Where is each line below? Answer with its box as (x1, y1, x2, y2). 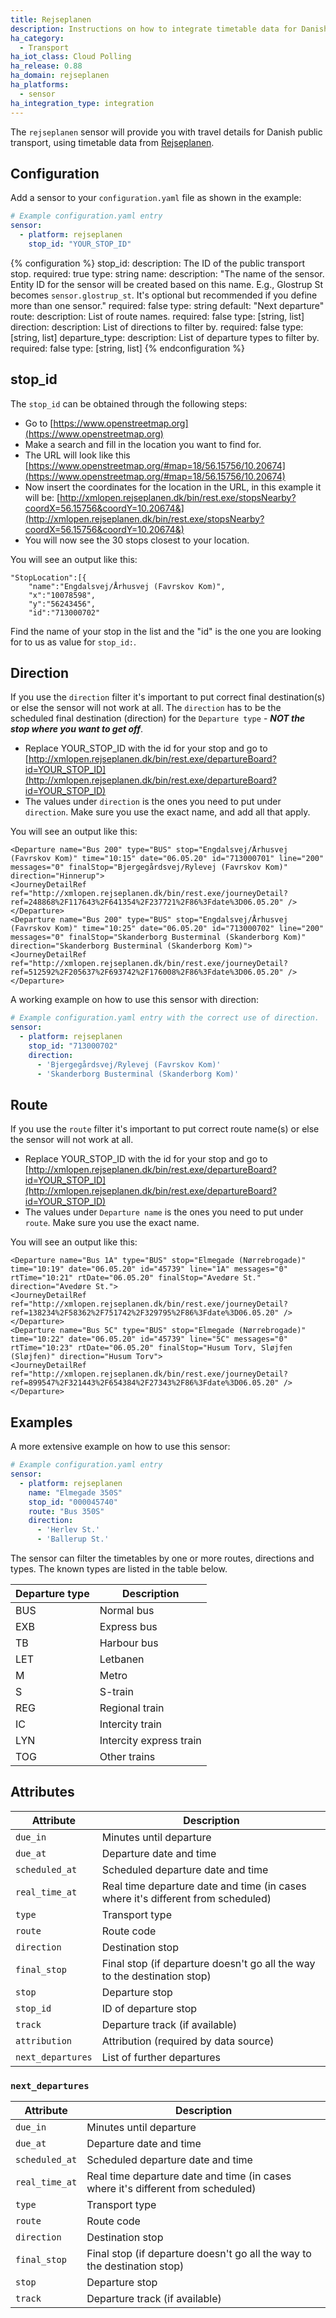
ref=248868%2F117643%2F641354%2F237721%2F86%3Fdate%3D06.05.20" (10, 897, 284, 908)
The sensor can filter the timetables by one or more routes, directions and (10, 1552, 315, 1565)
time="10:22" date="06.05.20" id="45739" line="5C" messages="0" (10, 1334, 288, 1345)
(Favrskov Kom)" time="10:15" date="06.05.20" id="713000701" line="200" (10, 854, 325, 864)
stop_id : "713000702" (28, 1041, 118, 1051)
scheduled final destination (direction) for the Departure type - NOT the (10, 712, 306, 725)
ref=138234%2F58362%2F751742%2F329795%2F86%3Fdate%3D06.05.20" (10, 1308, 280, 1318)
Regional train (99, 1701, 165, 1715)
